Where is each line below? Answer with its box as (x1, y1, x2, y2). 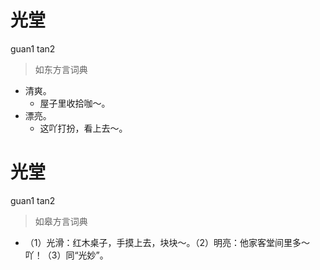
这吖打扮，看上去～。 (39, 122, 128, 134)
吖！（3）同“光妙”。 (24, 249, 109, 261)
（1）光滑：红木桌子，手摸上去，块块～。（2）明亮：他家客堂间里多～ (24, 236, 311, 248)
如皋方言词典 (34, 215, 88, 227)
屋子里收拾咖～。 (39, 97, 111, 109)
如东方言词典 (34, 63, 88, 75)
